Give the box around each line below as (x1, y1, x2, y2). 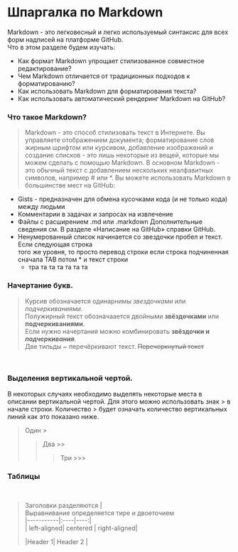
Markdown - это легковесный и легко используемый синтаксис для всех (7, 28, 229, 36)
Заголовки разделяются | (24, 502, 103, 510)
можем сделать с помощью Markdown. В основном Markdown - (24, 158, 220, 167)
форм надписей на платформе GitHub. (7, 35, 124, 43)
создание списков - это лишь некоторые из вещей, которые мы (24, 151, 220, 160)
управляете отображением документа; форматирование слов (24, 136, 215, 144)
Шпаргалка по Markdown (7, 4, 163, 21)
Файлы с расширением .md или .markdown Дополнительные (17, 217, 203, 226)
